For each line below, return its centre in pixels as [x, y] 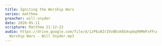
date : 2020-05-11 [22, 23]
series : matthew [21, 14]
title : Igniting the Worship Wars [40, 9]
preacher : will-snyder [28, 18]
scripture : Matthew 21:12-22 [34, 27]
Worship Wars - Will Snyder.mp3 [42, 36]
